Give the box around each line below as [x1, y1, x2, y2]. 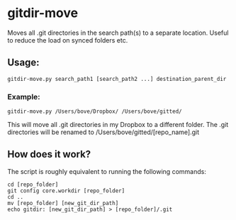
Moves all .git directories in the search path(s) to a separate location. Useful [7, 28, 229, 37]
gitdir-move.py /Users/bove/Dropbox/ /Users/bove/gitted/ [7, 108, 182, 115]
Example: [7, 92, 40, 101]
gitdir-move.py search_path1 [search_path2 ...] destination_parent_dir [7, 75, 227, 82]
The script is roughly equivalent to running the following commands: [7, 167, 207, 175]
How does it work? [7, 148, 91, 160]
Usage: [7, 57, 40, 69]
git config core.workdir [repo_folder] [7, 187, 125, 194]
